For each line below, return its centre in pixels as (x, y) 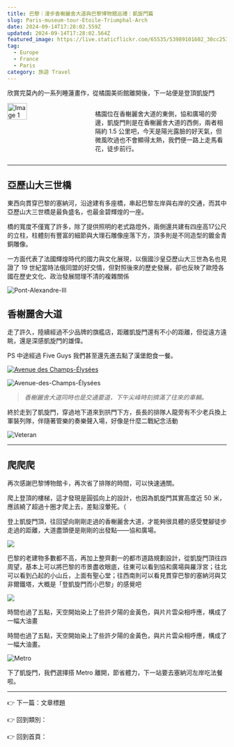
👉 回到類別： (27, 719)
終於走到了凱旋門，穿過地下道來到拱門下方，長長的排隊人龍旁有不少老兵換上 (117, 413)
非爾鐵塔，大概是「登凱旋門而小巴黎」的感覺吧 (74, 584)
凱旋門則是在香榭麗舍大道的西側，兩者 (162, 122)
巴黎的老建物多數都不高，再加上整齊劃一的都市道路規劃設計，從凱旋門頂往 (114, 557)
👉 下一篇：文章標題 (37, 702)
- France (26, 59)
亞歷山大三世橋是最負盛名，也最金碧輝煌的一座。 (77, 212)
